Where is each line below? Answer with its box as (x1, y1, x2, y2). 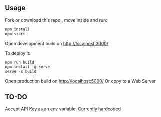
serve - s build (5, 69, 37, 74)
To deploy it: (5, 50, 31, 56)
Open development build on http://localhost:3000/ (5, 40, 109, 46)
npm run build (5, 60, 35, 65)
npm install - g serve (5, 64, 50, 69)
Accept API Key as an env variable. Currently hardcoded (5, 106, 121, 112)
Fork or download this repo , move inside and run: (5, 17, 107, 23)
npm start (5, 31, 26, 36)
